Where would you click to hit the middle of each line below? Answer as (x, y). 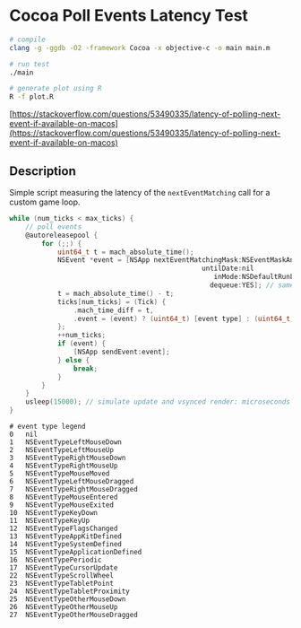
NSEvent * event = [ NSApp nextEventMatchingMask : (150, 260)
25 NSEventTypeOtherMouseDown (68, 599)
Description (43, 171)
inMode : (228, 277)
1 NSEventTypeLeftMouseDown (66, 442)
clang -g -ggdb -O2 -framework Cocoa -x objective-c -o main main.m (140, 48)
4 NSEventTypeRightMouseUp (64, 466)
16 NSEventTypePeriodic (56, 560)
